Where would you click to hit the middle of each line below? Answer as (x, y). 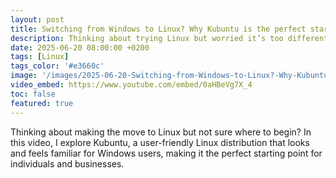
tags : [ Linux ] (40, 57)
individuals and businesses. (67, 163)
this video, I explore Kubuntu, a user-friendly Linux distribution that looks (160, 142)
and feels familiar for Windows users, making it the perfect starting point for (166, 153)
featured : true (42, 103)
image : (24, 76)
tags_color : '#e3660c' (57, 66)
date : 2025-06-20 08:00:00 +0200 (80, 47)
